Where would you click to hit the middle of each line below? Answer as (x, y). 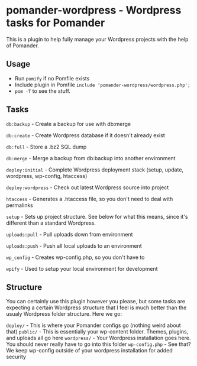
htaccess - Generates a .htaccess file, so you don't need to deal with (90, 199)
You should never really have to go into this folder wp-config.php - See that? (98, 344)
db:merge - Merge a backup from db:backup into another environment (91, 158)
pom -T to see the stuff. (43, 91)
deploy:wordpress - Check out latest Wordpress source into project (88, 187)
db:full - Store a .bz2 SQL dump (46, 147)
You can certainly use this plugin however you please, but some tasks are (96, 302)
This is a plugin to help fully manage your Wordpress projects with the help (97, 39)
